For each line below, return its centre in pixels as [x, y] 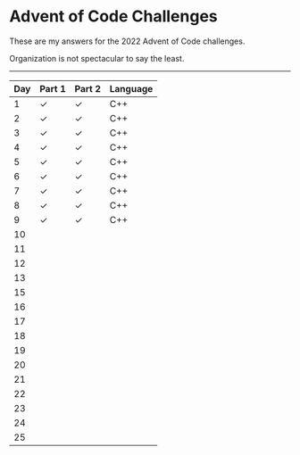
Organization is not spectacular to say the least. [97, 58]
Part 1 [53, 88]
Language [131, 88]
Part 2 [87, 88]
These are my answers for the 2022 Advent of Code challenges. [127, 41]
